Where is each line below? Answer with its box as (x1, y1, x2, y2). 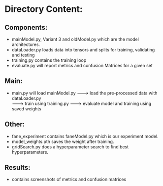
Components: (4, 23, 48, 32)
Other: (4, 120, 25, 129)
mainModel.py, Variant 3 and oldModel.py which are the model (11, 36, 139, 42)
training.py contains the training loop (11, 57, 87, 63)
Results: (4, 163, 31, 172)
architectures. (11, 42, 40, 47)
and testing (11, 52, 35, 58)
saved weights (11, 105, 41, 112)
